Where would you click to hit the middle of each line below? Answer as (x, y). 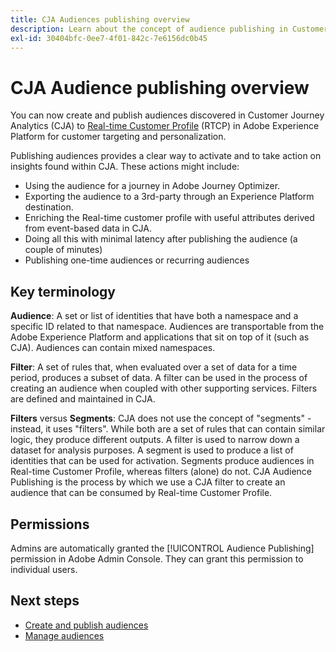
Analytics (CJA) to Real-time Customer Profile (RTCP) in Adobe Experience (165, 126)
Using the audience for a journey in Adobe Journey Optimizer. (152, 186)
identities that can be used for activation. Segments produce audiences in (162, 461)
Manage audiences (64, 635)
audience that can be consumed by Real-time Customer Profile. (141, 493)
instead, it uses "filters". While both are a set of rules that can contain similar (168, 429)
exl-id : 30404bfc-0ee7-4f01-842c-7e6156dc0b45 (109, 38)
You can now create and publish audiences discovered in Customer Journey (167, 115)
